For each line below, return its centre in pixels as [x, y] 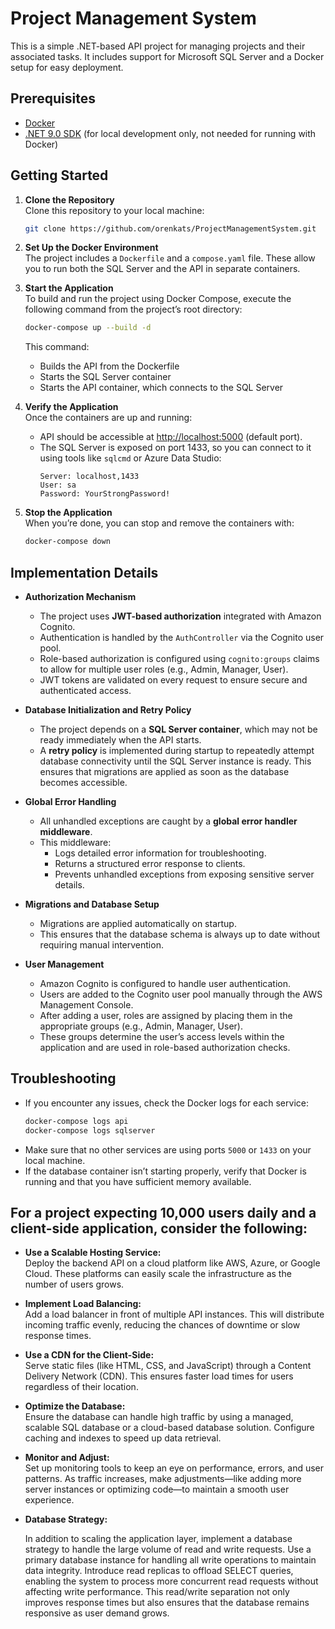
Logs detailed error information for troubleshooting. [160, 853]
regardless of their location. [81, 1387]
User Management [64, 964]
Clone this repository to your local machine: [114, 210]
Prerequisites [53, 98]
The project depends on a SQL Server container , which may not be [178, 729]
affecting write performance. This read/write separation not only [157, 1592]
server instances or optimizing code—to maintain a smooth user [157, 1489]
